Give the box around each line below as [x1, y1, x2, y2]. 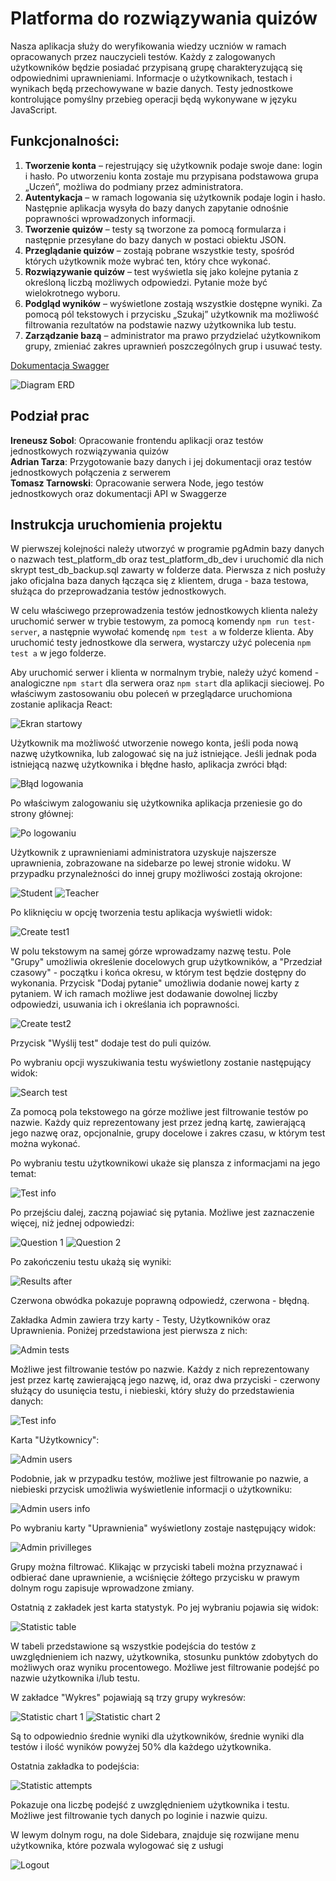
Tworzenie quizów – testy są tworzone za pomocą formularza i [24, 223, 287, 235]
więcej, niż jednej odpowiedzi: [10, 1217, 135, 1229]
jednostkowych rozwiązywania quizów [10, 445, 169, 457]
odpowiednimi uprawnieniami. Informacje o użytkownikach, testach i [10, 72, 293, 84]
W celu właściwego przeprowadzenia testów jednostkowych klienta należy [10, 605, 318, 617]
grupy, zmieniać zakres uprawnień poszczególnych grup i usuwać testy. [24, 340, 323, 352]
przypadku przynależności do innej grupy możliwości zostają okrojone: [10, 868, 303, 880]
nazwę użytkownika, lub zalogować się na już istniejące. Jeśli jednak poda [10, 748, 317, 760]
